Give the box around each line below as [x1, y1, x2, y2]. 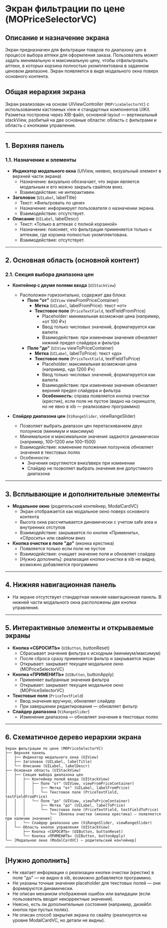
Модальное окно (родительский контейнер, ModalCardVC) [12, 503, 139, 509]
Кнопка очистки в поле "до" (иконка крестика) [12, 540, 114, 546]
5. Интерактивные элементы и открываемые [5, 624, 154, 632]
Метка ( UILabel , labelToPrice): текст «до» [34, 350, 122, 356]
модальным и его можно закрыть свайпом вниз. [19, 183, 124, 190]
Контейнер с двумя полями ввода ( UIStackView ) [12, 282, 116, 288]
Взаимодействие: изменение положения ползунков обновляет [19, 444, 154, 450]
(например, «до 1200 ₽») [42, 366, 95, 372]
